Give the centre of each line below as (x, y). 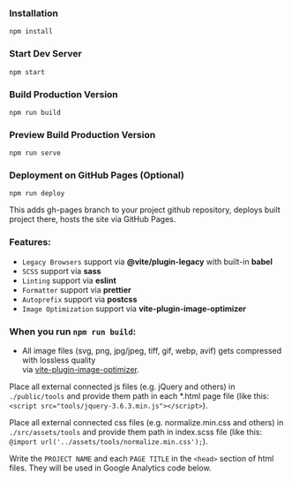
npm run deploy (37, 194)
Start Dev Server (45, 54)
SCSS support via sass (61, 271)
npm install (31, 32)
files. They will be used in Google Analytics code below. (110, 468)
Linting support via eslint (69, 280)
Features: (30, 242)
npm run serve (35, 153)
